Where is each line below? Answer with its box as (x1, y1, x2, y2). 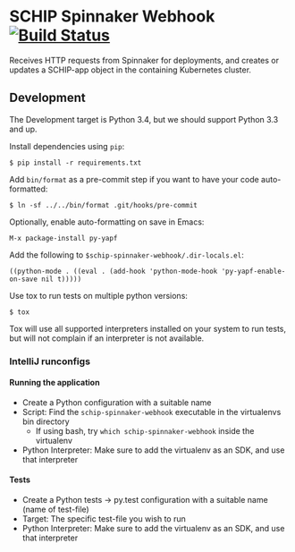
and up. (9, 123, 38, 134)
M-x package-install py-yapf (9, 234, 118, 242)
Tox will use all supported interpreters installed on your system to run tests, (9, 323, 287, 334)
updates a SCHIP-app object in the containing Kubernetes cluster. (9, 64, 252, 75)
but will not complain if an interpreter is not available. (9, 333, 205, 344)
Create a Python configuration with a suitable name (21, 396, 212, 408)
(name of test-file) (21, 504, 89, 515)
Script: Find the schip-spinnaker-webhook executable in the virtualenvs (21, 406, 282, 417)
